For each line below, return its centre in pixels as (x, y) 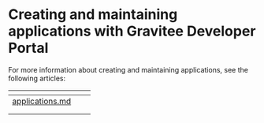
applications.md (42, 101)
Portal (28, 48)
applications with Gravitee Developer (132, 31)
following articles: (37, 78)
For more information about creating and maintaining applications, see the (128, 69)
